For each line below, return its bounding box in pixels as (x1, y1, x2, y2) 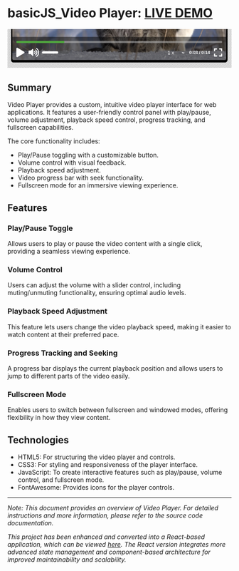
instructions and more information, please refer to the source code (7, 511, 203, 520)
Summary (7, 81, 52, 93)
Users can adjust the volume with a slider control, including (7, 281, 181, 289)
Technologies (7, 433, 70, 446)
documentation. (7, 519, 54, 528)
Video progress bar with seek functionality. (17, 173, 144, 182)
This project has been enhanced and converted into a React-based (7, 533, 205, 541)
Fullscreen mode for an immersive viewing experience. (17, 181, 179, 190)
